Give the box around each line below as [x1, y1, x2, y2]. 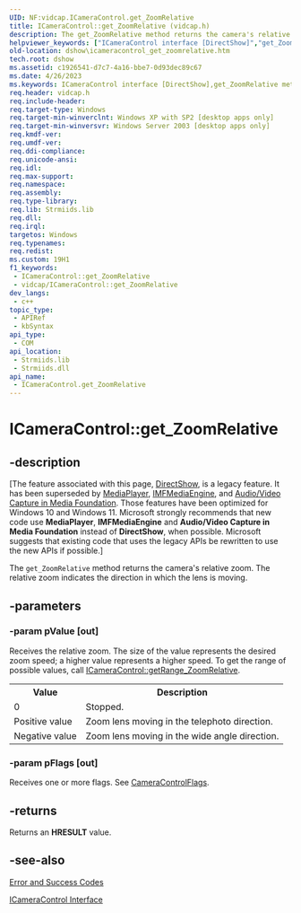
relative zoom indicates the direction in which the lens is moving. [9, 572, 248, 584]
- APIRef [13, 313, 47, 323]
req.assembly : [9, 189, 63, 198]
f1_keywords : [9, 264, 58, 273]
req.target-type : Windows [9, 105, 106, 114]
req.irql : [9, 222, 47, 231]
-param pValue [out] [9, 625, 99, 637]
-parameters [9, 598, 82, 613]
